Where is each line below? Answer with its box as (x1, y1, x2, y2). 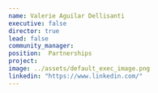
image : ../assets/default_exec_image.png (8, 65, 151, 73)
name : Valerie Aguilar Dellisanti (8, 11, 126, 20)
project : (8, 57, 38, 66)
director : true (8, 27, 60, 35)
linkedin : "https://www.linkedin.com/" (8, 72, 143, 80)
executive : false (8, 19, 67, 27)
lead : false (8, 34, 49, 43)
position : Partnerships (8, 49, 92, 57)
